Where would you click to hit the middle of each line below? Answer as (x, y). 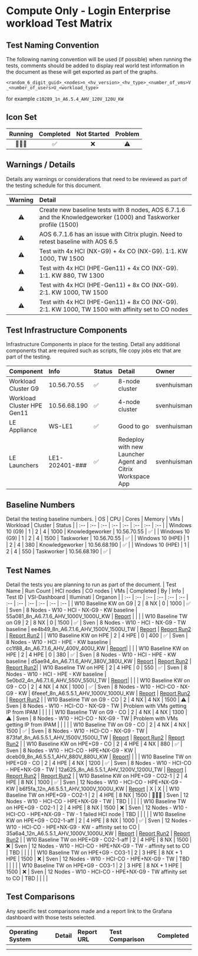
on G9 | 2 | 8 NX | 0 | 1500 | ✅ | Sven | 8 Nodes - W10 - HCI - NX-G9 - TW (96, 623)
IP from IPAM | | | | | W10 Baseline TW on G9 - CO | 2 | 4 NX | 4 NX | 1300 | (97, 712)
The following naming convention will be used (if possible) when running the (99, 59)
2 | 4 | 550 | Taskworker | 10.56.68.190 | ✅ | (59, 551)
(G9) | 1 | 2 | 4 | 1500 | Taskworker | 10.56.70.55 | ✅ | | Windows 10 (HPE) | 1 (98, 538)
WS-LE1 (61, 426)
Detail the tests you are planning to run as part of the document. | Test (91, 584)
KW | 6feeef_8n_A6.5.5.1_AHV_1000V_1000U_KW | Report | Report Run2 (104, 694)
